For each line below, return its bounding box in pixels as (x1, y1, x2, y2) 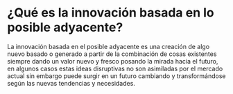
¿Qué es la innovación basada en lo (7, 5, 214, 21)
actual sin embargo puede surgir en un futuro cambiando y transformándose (7, 71, 226, 80)
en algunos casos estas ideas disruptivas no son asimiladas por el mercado (7, 64, 223, 73)
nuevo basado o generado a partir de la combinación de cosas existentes (7, 50, 217, 58)
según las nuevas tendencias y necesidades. (7, 79, 135, 87)
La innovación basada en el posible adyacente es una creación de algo (7, 42, 210, 50)
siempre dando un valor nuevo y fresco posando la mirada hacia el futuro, (7, 57, 218, 65)
